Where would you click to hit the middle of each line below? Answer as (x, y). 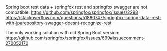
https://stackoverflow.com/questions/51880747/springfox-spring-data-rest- (83, 18)
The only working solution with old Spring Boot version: (62, 33)
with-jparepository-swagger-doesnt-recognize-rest (58, 23)
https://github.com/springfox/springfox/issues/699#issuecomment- (75, 38)
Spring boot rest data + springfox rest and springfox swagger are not (76, 7)
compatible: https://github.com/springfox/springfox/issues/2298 (72, 12)
